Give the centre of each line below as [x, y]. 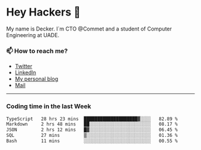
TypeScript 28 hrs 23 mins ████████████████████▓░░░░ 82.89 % [92, 119]
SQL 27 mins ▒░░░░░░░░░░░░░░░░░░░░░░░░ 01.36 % [92, 136]
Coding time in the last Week [49, 106]
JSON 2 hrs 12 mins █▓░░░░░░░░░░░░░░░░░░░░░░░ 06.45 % [92, 130]
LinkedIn [25, 73]
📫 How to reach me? [37, 51]
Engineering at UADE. [33, 35]
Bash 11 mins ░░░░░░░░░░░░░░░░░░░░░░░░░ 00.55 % [92, 141]
